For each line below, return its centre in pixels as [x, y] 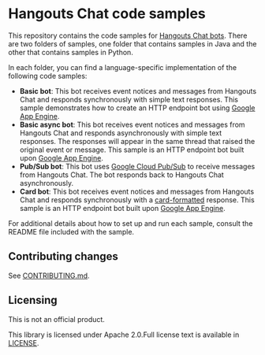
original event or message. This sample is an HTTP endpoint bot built [132, 150]
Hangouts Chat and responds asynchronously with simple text [121, 133]
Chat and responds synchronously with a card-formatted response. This [137, 200]
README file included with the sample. [71, 231]
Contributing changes [63, 257]
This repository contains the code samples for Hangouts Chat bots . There [128, 35]
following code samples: [48, 76]
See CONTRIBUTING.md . [49, 275]
